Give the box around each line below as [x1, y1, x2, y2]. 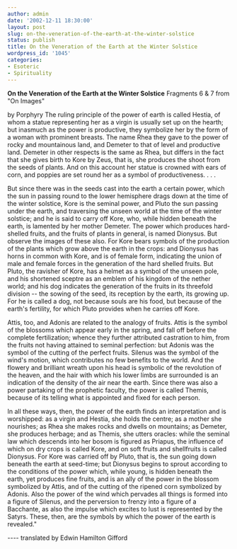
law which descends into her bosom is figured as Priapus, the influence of [7, 437, 224, 446]
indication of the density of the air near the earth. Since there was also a [7, 378, 218, 386]
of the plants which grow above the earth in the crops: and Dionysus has [7, 244, 219, 253]
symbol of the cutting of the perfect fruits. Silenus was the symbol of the [7, 348, 219, 357]
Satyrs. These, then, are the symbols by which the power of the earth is [7, 512, 216, 521]
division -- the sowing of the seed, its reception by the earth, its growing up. [7, 289, 229, 298]
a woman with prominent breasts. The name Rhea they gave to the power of [7, 132, 229, 141]
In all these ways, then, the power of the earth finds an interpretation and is [7, 407, 226, 415]
